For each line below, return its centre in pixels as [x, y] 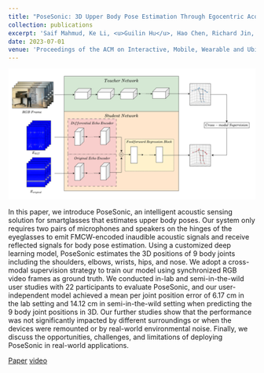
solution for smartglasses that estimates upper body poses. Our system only [132, 220]
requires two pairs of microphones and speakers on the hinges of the [120, 229]
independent [29, 295]
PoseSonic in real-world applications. [69, 345]
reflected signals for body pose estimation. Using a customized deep [120, 245]
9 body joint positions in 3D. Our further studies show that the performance [130, 312]
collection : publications [50, 25]
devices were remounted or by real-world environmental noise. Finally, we [128, 328]
